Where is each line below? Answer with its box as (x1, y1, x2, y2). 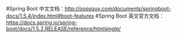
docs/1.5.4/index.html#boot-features (6, 12, 95, 19)
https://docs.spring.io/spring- (6, 19, 78, 26)
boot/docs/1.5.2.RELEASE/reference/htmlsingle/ (6, 25, 121, 32)
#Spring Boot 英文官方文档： (95, 12, 165, 19)
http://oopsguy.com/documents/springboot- (64, 5, 171, 12)
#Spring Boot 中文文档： (6, 5, 65, 12)
